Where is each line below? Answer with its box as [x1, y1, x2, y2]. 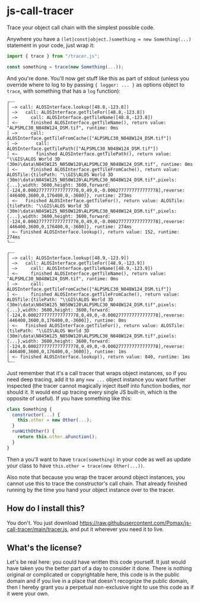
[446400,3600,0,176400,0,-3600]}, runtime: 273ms [7, 192, 132, 199]
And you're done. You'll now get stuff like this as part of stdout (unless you [7, 74, 189, 81]
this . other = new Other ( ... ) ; [17, 417, 93, 423]
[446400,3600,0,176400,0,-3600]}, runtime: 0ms [7, 317, 127, 324]
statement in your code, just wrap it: [7, 42, 95, 49]
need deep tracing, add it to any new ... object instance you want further [7, 376, 186, 383]
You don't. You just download [7, 519, 79, 526]
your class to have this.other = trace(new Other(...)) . [7, 462, 145, 469]
